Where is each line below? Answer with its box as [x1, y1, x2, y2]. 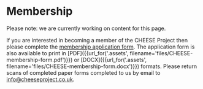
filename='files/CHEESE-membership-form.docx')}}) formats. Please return [6, 63, 197, 70]
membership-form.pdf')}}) [6, 56, 73, 63]
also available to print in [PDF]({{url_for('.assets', [6, 49, 129, 56]
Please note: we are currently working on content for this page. [6, 25, 166, 32]
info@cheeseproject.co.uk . [6, 75, 75, 83]
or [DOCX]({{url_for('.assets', [74, 56, 147, 63]
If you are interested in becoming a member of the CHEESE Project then [6, 36, 188, 44]
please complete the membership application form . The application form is [6, 43, 195, 50]
